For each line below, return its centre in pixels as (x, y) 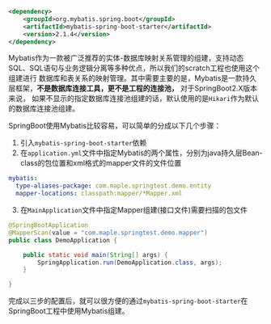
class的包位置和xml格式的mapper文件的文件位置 (101, 163)
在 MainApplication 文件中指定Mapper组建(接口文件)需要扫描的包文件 (134, 210)
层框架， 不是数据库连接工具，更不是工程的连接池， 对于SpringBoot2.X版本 (133, 88)
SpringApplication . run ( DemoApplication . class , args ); (130, 263)
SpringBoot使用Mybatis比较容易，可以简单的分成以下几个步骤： (115, 126)
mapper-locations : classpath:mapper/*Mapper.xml (99, 194)
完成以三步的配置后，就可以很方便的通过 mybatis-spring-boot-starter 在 (128, 301)
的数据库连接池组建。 (44, 108)
